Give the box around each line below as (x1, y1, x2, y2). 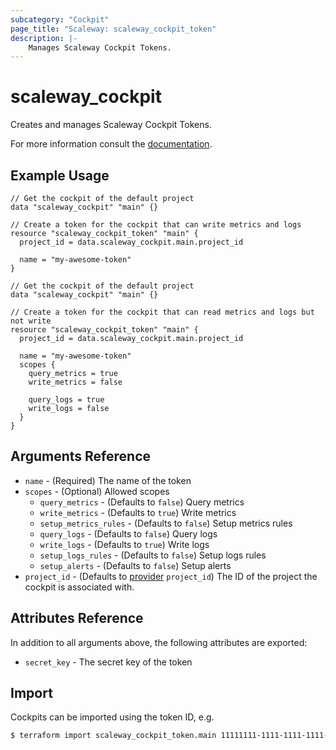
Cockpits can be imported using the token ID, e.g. (10, 711, 215, 723)
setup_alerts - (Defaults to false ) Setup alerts (39, 559, 232, 571)
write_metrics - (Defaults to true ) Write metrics (39, 506, 237, 518)
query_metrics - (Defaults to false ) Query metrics (39, 496, 245, 508)
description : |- (10, 33, 78, 43)
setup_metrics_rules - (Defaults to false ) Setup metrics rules (39, 517, 293, 529)
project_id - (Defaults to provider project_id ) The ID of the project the (24, 570, 318, 582)
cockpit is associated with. (24, 581, 135, 593)
